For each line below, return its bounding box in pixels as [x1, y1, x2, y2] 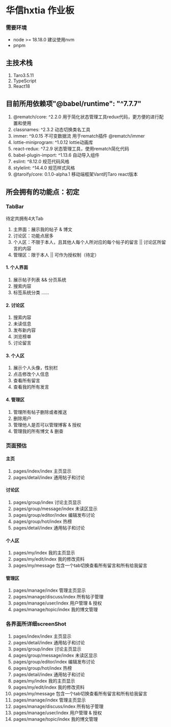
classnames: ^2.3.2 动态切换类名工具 [13, 127, 91, 133]
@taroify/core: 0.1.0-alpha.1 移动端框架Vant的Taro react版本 [13, 171, 138, 178]
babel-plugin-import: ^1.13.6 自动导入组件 [13, 152, 100, 158]
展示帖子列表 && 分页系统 [13, 277, 67, 283]
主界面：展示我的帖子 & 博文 [13, 226, 73, 232]
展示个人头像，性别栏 [13, 365, 58, 371]
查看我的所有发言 [13, 384, 49, 390]
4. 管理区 [6, 396, 25, 403]
